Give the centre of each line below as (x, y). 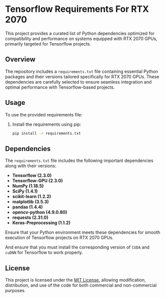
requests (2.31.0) (30, 218)
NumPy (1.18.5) (28, 186)
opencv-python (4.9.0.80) (40, 212)
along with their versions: (31, 166)
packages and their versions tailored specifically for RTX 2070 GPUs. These (82, 76)
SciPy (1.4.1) (25, 191)
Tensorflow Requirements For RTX (77, 9)
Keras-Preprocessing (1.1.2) (41, 223)
